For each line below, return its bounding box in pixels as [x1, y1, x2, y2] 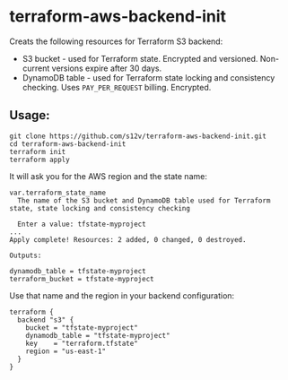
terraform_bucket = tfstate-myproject [9, 274, 154, 283]
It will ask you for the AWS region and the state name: [9, 170, 208, 181]
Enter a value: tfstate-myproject [17, 220, 146, 229]
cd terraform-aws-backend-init [9, 139, 127, 149]
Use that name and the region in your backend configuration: [9, 289, 235, 301]
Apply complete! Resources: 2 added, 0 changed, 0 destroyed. [9, 235, 247, 244]
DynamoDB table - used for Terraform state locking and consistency [22, 72, 275, 82]
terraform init [9, 147, 66, 156]
